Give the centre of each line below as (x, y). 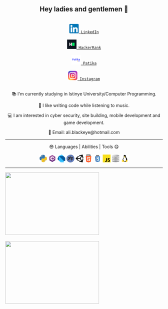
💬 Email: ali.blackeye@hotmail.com (84, 132)
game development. (84, 122)
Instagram (90, 79)
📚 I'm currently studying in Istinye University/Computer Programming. (84, 93)
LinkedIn (90, 32)
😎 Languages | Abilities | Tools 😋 (84, 146)
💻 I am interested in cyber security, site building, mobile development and (84, 115)
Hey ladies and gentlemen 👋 (84, 9)
